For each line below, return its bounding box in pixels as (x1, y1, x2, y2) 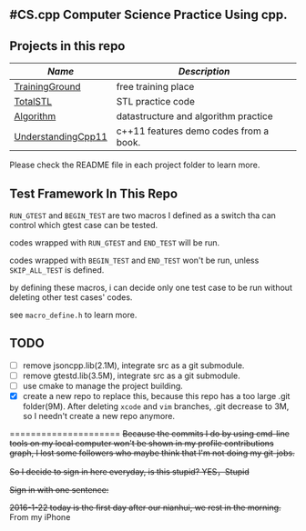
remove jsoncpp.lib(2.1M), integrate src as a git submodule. (22, 359, 245, 371)
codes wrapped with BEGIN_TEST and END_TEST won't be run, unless (9, 255, 260, 266)
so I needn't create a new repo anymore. (22, 411, 176, 422)
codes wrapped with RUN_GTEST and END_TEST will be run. (9, 237, 220, 248)
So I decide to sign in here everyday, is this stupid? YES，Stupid (9, 466, 250, 477)
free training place (116, 81, 195, 94)
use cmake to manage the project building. (22, 380, 184, 391)
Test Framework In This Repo (9, 185, 178, 201)
